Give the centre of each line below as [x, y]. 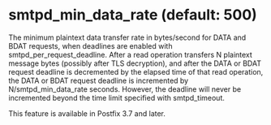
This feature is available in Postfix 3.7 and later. [87, 113]
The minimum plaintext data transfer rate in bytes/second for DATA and [127, 37]
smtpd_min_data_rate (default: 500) [133, 15]
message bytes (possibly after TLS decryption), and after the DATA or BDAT [135, 63]
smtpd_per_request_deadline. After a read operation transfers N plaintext [131, 54]
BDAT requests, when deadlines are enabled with [90, 45]
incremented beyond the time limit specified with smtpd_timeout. [116, 97]
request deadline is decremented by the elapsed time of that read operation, [136, 71]
